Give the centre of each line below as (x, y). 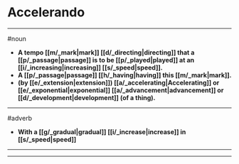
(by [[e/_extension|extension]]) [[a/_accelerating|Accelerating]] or (118, 82)
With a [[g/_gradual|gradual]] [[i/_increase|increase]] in (102, 131)
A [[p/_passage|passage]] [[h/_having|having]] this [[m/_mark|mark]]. (125, 75)
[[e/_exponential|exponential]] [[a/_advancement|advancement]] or (121, 90)
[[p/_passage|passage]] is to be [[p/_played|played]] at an (106, 60)
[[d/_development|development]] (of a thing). (86, 97)
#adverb (20, 118)
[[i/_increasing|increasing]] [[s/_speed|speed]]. (90, 67)
